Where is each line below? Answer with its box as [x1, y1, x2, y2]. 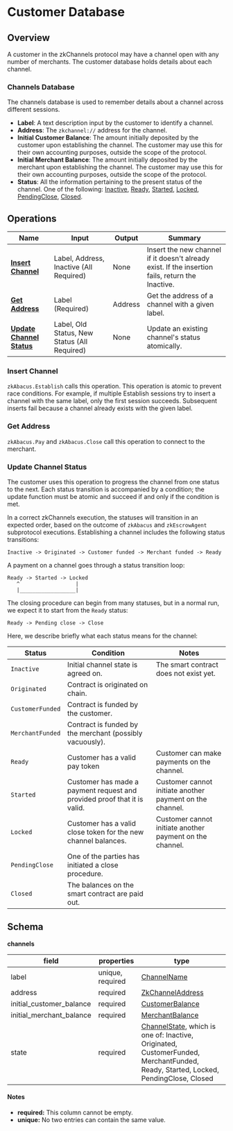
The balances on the [67, 881, 134, 890]
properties [98, 955, 135, 965]
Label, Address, [53, 254, 105, 264]
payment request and [67, 785, 137, 795]
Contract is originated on [67, 680, 148, 689]
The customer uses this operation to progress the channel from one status [7, 478, 220, 486]
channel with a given [146, 300, 214, 309]
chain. [67, 688, 87, 698]
